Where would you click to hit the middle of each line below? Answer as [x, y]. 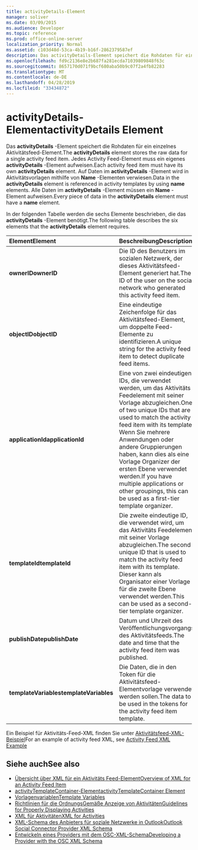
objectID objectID [33, 334]
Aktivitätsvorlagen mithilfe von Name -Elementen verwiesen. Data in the [93, 177]
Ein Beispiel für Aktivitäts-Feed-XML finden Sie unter [70, 733]
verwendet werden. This [151, 596]
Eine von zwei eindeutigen [155, 373]
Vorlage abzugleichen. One [156, 402]
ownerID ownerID [33, 273]
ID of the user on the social [156, 280]
